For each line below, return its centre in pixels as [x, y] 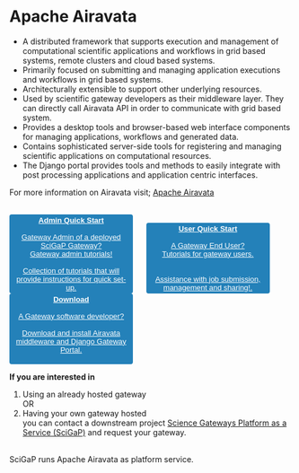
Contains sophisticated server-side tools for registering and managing [152, 146]
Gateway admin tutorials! [71, 254]
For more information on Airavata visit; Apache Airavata [112, 192]
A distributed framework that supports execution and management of [150, 41]
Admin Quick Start [71, 220]
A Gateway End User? [208, 245]
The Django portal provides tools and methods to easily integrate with [151, 165]
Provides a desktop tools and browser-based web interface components [156, 127]
